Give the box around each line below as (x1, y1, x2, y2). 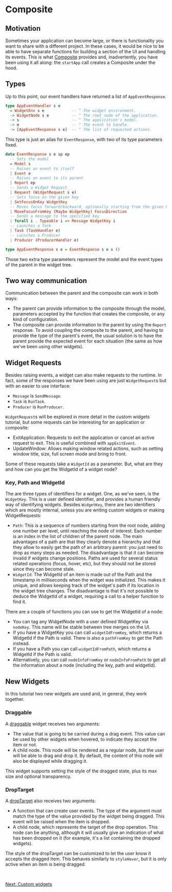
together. (5, 696, 25, 702)
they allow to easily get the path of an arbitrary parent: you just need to (12, 544, 163, 550)
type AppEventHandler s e (5, 103, 60, 108)
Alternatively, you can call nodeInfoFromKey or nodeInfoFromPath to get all (12, 657, 166, 663)
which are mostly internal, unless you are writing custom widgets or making (5, 507, 165, 513)
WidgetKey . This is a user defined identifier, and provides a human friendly (5, 496, 161, 502)
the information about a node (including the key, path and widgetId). (12, 662, 157, 668)
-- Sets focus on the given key (10, 194, 79, 200)
